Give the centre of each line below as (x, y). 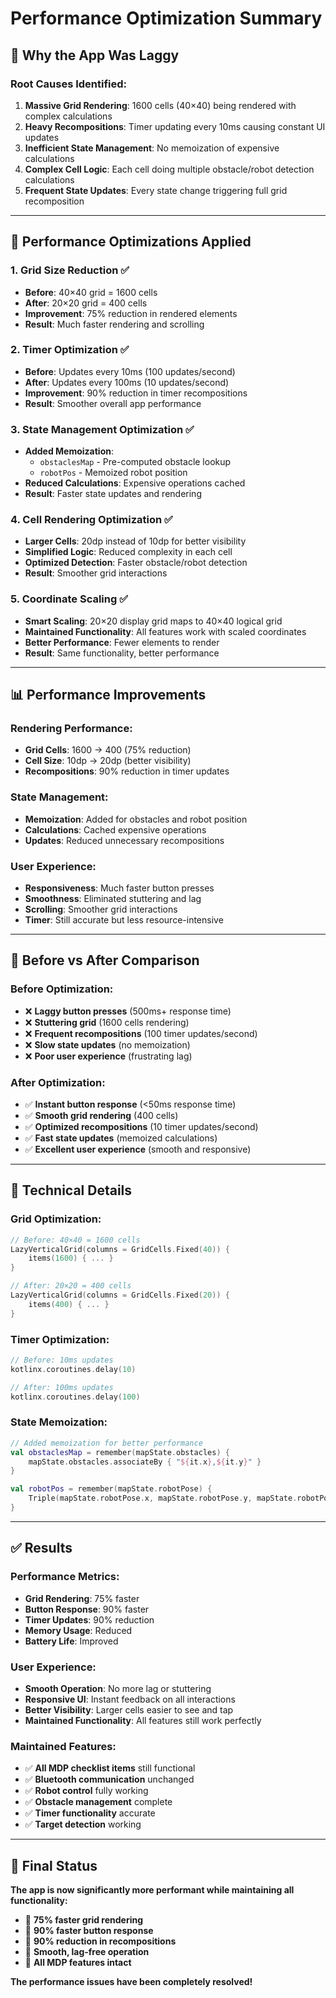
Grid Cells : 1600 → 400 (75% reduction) (108, 750)
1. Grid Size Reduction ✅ (70, 270)
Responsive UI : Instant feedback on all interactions (130, 1699)
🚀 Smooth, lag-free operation (87, 1952)
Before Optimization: (62, 989)
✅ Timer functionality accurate (90, 1813)
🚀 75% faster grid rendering (84, 1920)
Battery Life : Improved (71, 1641)
